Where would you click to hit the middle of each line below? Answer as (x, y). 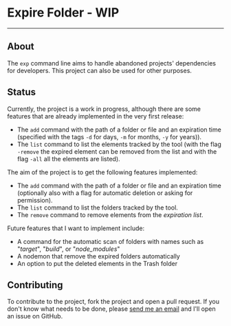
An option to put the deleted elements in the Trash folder (97, 263)
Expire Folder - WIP (63, 13)
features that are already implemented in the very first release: (96, 116)
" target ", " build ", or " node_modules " (68, 249)
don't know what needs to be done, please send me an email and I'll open (111, 309)
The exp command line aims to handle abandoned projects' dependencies (112, 63)
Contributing (35, 285)
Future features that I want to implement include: (76, 228)
